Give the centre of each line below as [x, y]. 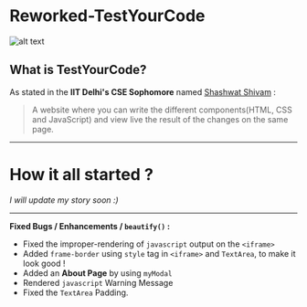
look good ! [44, 263]
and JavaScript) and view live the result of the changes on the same [160, 119]
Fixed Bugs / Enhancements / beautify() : [90, 226]
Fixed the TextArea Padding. [75, 292]
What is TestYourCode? [78, 70]
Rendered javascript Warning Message [98, 282]
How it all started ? [81, 174]
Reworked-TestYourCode [107, 16]
